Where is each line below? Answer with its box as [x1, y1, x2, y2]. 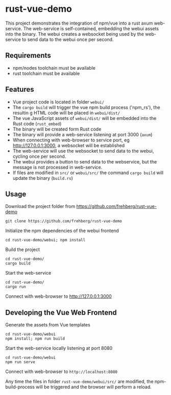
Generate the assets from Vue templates [5, 322, 90, 328]
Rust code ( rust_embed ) [12, 120, 62, 127]
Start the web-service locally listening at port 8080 [5, 345, 113, 351]
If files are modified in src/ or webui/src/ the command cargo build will [12, 170, 164, 176]
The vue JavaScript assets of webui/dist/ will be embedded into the [12, 115, 157, 121]
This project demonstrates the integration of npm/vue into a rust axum [5, 20, 153, 26]
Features [5, 85, 34, 94]
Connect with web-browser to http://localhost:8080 [5, 368, 117, 375]
